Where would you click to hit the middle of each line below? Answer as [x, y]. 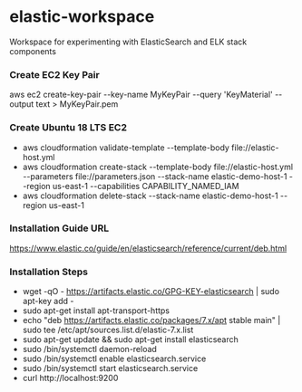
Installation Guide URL [59, 228]
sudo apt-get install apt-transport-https [96, 311]
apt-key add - [48, 301]
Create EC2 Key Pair [54, 74]
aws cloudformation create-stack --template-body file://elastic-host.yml [157, 167]
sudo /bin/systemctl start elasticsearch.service [110, 368]
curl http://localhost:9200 [70, 378]
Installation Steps [49, 272]
